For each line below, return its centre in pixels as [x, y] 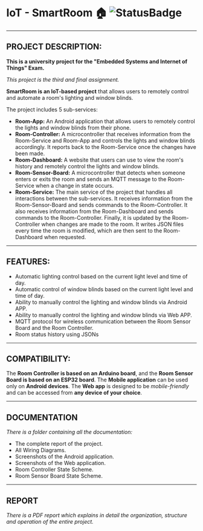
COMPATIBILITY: [38, 359]
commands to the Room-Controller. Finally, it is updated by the [93, 217]
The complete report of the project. [59, 444]
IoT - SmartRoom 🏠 [57, 13]
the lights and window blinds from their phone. [73, 127]
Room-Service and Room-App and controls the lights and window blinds [105, 140]
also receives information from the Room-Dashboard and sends [94, 211]
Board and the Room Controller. [54, 328]
